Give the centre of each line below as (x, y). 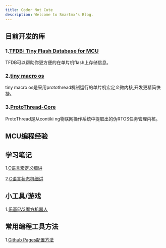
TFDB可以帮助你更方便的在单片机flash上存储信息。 (58, 63)
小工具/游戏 (23, 196)
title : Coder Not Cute (29, 10)
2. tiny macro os (25, 76)
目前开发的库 (25, 36)
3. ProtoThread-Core (31, 107)
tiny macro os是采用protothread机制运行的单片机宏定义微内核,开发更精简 (81, 87)
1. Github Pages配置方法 (30, 239)
